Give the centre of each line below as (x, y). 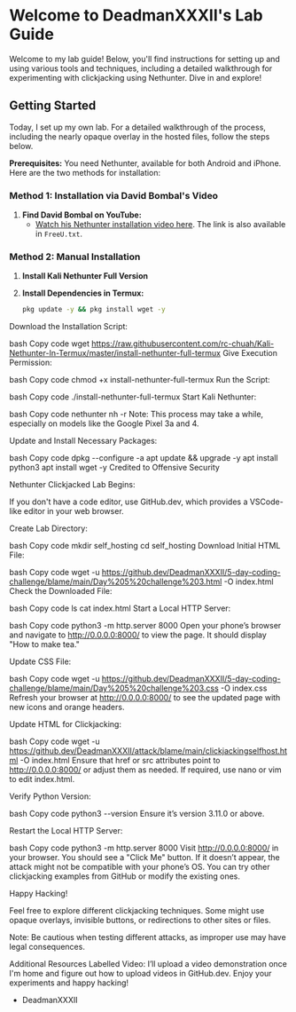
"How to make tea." (44, 644)
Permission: (31, 363)
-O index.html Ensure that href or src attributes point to (120, 761)
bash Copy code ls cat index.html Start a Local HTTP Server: (120, 608)
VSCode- (266, 502)
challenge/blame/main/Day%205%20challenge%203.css (114, 688)
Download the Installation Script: (69, 327)
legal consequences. (47, 947)
